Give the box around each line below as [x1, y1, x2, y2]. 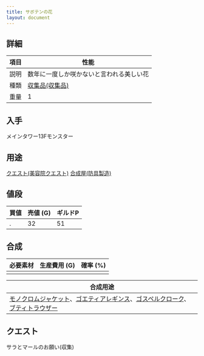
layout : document [6, 15, 50, 21]
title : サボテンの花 [6, 9, 53, 15]
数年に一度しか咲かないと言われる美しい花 [27, 70, 149, 79]
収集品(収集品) [27, 82, 69, 90]
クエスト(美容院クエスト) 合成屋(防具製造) [6, 169, 112, 176]
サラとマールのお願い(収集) [6, 343, 75, 351]
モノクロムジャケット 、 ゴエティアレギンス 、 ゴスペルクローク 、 [9, 295, 190, 303]
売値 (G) [27, 208, 51, 217]
